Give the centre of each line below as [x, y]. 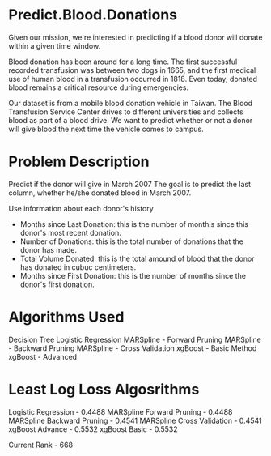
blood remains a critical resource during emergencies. [98, 87]
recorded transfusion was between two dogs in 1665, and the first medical [132, 70]
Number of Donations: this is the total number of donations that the [132, 241]
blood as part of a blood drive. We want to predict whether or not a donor [131, 120]
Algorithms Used [66, 317]
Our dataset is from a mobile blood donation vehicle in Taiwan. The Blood [131, 103]
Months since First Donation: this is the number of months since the [133, 275]
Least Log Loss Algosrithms [104, 390]
